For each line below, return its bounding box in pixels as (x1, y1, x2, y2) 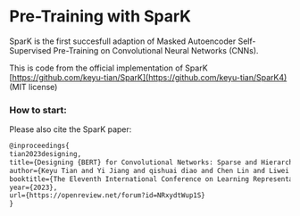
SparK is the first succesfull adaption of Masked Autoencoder (9, 36, 237, 46)
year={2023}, (9, 183, 58, 192)
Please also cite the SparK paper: (9, 124, 132, 135)
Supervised (9, 45, 52, 55)
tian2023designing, (9, 150, 82, 159)
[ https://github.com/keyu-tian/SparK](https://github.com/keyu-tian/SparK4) (9, 71, 287, 82)
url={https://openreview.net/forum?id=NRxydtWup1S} (9, 191, 205, 200)
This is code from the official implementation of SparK (9, 62, 208, 73)
